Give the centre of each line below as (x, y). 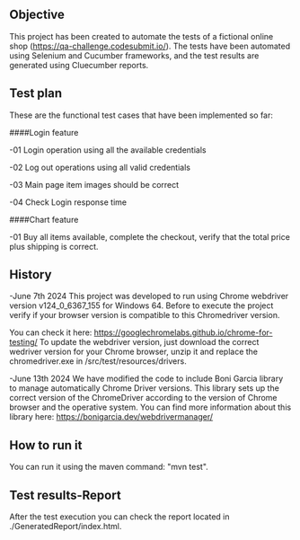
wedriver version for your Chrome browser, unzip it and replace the (134, 352)
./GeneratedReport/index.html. (66, 527)
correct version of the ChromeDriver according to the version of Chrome (143, 398)
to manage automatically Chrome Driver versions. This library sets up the (145, 388)
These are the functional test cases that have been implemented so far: (141, 115)
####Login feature (44, 132)
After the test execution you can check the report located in (119, 517)
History (31, 274)
